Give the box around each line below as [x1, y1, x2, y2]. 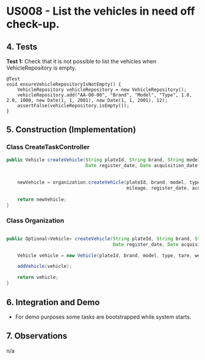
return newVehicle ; [17, 196, 67, 203]
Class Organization [6, 217, 65, 225]
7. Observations [6, 331, 68, 341]
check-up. [6, 17, 60, 31]
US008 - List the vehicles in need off [6, 4, 195, 18]
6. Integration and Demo [6, 297, 100, 308]
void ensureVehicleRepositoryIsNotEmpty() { [6, 81, 121, 87]
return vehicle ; [17, 275, 59, 281]
